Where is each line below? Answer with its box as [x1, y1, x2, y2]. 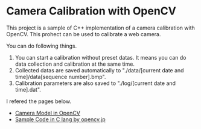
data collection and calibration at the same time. [14, 60, 135, 68]
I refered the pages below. [6, 98, 71, 105]
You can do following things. [6, 42, 77, 49]
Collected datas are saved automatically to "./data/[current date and [14, 66, 184, 74]
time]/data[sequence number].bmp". [14, 73, 106, 80]
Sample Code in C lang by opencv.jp [14, 116, 106, 123]
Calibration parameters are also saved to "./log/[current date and [14, 80, 176, 87]
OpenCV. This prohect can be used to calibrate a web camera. [6, 30, 161, 37]
